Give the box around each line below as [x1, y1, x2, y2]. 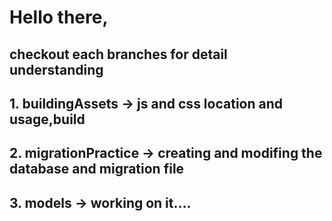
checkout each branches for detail [9, 46, 228, 63]
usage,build [9, 111, 86, 128]
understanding [9, 61, 104, 78]
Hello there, [9, 6, 109, 29]
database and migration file [9, 161, 185, 178]
